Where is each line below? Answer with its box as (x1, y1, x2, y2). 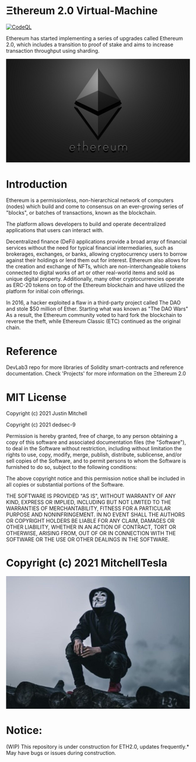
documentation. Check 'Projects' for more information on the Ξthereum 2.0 (6, 370, 187, 377)
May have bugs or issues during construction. (6, 749, 117, 756)
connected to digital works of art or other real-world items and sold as (6, 269, 175, 276)
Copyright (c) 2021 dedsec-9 (6, 421, 76, 428)
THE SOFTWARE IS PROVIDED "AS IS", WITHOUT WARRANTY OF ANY (6, 492, 176, 499)
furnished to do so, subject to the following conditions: (6, 464, 137, 471)
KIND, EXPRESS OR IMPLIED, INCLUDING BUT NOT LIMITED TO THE (6, 499, 171, 506)
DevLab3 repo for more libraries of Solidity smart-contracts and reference (6, 364, 184, 371)
